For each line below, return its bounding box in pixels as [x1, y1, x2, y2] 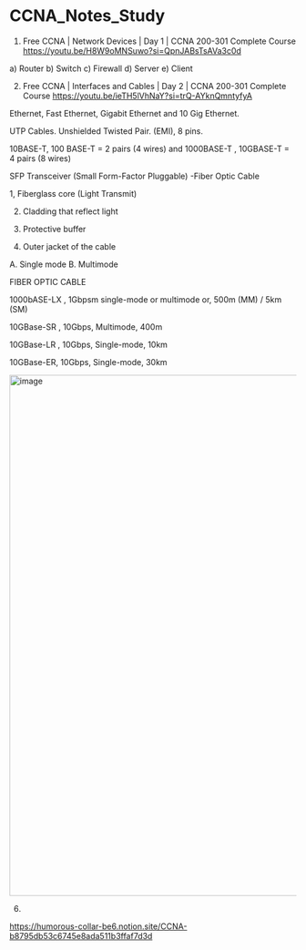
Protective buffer [22, 223, 87, 234]
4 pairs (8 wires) [9, 152, 71, 164]
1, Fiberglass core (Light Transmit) [9, 188, 138, 199]
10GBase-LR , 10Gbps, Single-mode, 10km [9, 339, 168, 350]
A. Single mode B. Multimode [9, 259, 118, 270]
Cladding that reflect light [22, 206, 118, 217]
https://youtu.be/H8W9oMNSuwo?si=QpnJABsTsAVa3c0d [22, 45, 241, 56]
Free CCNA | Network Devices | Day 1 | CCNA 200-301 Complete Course [22, 36, 296, 46]
